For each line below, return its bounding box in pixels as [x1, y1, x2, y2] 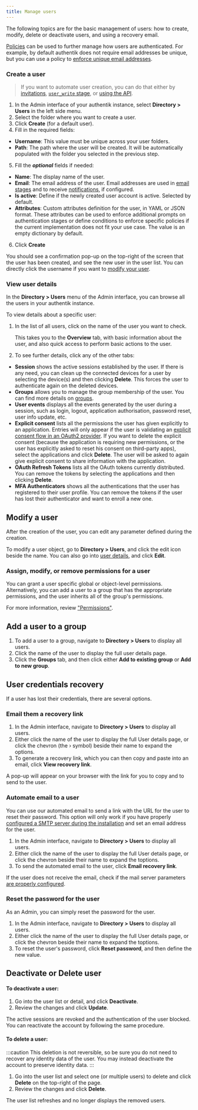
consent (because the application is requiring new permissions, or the [14, 439, 184, 446]
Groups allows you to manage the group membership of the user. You [14, 389, 184, 396]
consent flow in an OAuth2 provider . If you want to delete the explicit [14, 432, 181, 439]
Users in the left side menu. [14, 107, 82, 114]
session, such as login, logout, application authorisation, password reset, [14, 407, 192, 415]
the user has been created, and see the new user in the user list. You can [6, 258, 184, 266]
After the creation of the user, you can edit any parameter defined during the [6, 528, 193, 535]
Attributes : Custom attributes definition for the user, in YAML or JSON [14, 205, 185, 212]
